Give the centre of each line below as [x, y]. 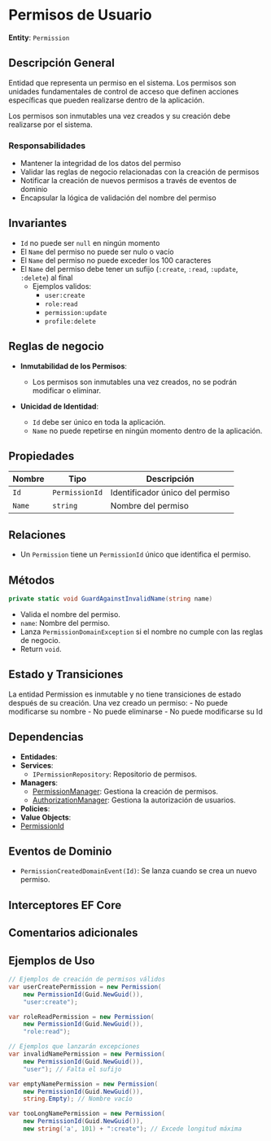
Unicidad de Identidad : [59, 406]
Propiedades [42, 456]
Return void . [41, 649]
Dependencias [46, 737]
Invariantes [38, 223]
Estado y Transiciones [66, 674]
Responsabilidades [47, 146]
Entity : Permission [39, 37]
